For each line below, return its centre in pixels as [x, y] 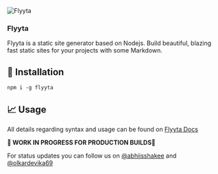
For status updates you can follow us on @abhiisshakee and [92, 156]
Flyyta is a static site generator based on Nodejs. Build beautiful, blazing [109, 43]
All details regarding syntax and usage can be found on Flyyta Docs [103, 129]
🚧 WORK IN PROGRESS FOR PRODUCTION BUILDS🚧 [82, 142]
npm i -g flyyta [30, 88]
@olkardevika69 [30, 162]
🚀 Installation [36, 72]
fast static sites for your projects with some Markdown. [85, 50]
